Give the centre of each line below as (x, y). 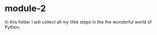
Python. (13, 27)
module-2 (25, 9)
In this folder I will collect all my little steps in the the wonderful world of (78, 22)
